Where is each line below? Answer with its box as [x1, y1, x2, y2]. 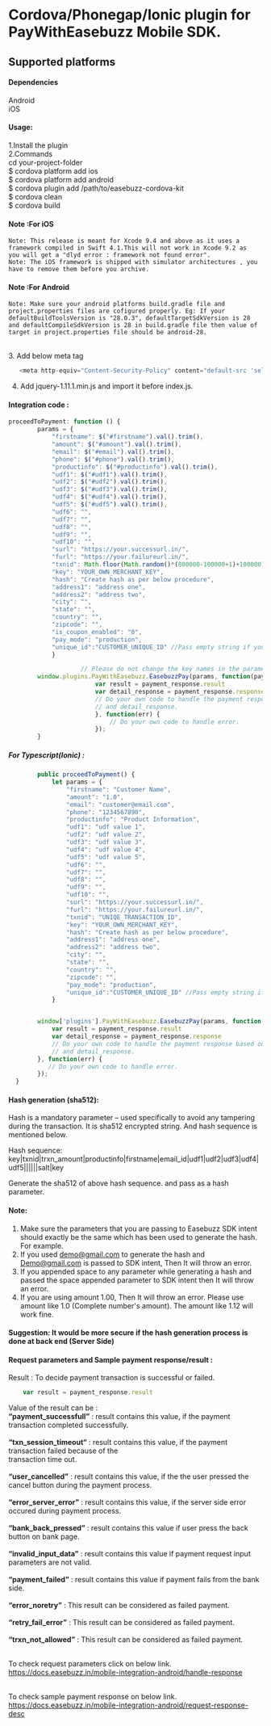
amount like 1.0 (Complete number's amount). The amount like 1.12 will [19, 1300, 254, 1310]
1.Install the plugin [8, 140, 69, 150]
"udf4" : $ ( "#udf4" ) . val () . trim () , [51, 493, 168, 502]
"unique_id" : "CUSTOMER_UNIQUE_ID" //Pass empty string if [51, 643, 251, 651]
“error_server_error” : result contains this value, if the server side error [8, 1497, 247, 1507]
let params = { [51, 778, 103, 787]
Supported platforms [8, 55, 115, 69]
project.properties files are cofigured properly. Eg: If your [8, 307, 226, 316]
